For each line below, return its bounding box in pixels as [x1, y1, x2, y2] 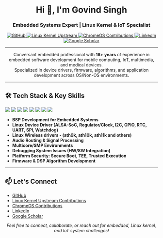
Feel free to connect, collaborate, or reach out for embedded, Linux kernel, [6, 222, 157, 228]
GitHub [12, 192, 27, 198]
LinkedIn [12, 208, 30, 214]
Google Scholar [12, 213, 44, 219]
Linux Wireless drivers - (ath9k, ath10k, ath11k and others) [12, 132, 132, 138]
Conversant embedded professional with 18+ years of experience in [13, 52, 150, 58]
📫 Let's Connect [5, 177, 57, 186]
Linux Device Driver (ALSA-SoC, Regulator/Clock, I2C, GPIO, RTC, [12, 122, 147, 128]
